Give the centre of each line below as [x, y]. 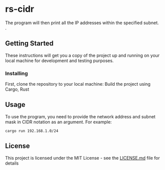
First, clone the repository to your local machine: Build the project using [78, 84]
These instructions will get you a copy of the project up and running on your [82, 55]
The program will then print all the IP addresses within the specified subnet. [82, 23]
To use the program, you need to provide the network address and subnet [80, 116]
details [12, 163]
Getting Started [29, 44]
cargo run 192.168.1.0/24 [32, 131]
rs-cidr [20, 9]
